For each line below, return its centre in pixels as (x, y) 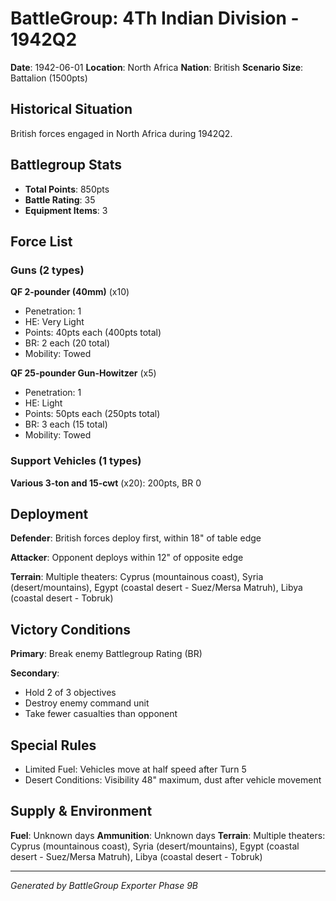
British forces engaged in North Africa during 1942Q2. (121, 133)
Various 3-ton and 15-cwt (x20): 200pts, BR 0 (106, 483)
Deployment (49, 513)
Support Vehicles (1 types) (76, 461)
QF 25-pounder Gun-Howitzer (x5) (83, 373)
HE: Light (43, 403)
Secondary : (35, 673)
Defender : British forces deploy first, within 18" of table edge (136, 538)
